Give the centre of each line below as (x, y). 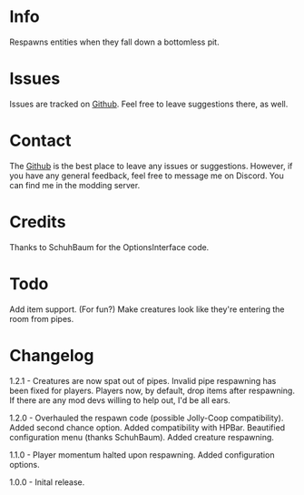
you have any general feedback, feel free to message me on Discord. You (147, 176)
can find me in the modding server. (75, 185)
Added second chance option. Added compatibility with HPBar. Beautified (147, 427)
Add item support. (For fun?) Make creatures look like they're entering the (147, 309)
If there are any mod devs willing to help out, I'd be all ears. (120, 400)
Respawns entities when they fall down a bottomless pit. (114, 42)
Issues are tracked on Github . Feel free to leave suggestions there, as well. (149, 104)
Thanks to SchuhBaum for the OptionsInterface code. (109, 247)
